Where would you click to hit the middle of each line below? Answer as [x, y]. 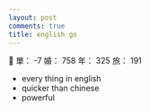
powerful [38, 98]
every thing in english [61, 79]
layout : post [33, 17]
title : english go [43, 34]
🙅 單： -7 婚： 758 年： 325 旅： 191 [75, 61]
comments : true [37, 26]
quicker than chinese [60, 88]
